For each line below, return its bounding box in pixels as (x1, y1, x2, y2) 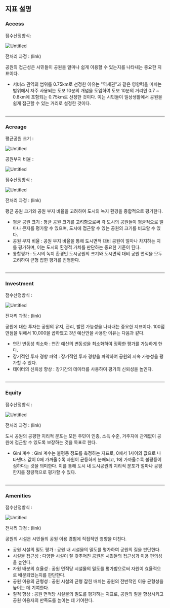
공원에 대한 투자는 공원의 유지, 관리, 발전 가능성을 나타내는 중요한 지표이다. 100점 (5, 324, 165, 330)
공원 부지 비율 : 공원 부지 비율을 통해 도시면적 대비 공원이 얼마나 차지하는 (12, 238, 156, 244)
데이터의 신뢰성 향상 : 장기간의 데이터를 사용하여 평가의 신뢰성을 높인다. (12, 366, 153, 372)
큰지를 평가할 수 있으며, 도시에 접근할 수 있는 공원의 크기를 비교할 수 (22, 225, 156, 231)
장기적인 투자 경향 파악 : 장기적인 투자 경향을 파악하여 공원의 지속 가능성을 (12, 353, 158, 359)
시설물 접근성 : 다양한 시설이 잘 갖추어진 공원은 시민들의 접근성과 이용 (12, 553, 149, 559)
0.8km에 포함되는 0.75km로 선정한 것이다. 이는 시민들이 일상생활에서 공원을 (12, 93, 163, 100)
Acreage (5, 123, 27, 130)
